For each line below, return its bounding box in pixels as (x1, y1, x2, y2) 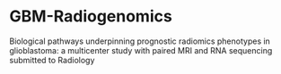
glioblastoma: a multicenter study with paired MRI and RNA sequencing (9, 45, 273, 55)
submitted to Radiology (9, 54, 95, 65)
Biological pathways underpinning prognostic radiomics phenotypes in (9, 36, 271, 46)
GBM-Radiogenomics (9, 6, 172, 27)
